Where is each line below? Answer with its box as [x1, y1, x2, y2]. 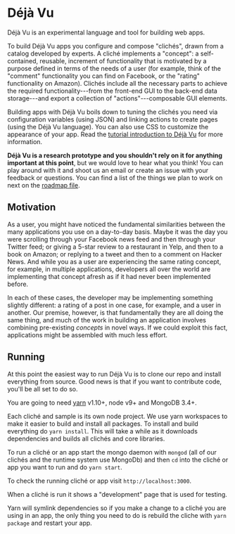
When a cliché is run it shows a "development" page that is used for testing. [7, 490, 227, 498]
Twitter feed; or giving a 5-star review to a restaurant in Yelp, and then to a [7, 242, 224, 251]
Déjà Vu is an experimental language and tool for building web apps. [7, 28, 205, 37]
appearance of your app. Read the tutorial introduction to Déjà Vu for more [7, 130, 224, 138]
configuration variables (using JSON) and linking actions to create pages [7, 115, 218, 124]
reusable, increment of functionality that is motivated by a [39, 56, 207, 65]
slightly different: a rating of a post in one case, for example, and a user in [7, 301, 222, 309]
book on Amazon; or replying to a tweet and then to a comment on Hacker [7, 249, 223, 258]
